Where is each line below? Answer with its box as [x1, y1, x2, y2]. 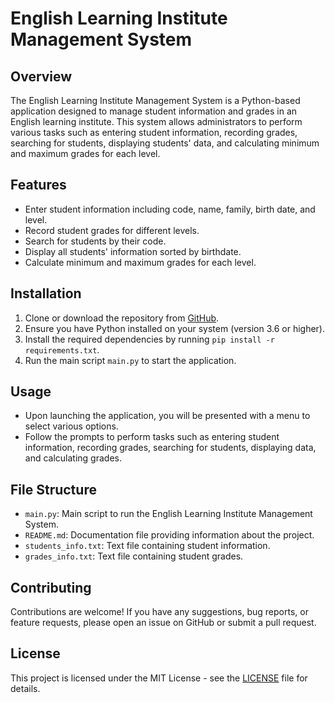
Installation [10, 285, 82, 302]
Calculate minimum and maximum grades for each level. [24, 256, 257, 268]
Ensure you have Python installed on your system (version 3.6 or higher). [24, 322, 326, 334]
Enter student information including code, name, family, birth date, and [24, 203, 316, 215]
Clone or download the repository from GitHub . [24, 312, 220, 324]
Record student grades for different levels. [24, 224, 200, 236]
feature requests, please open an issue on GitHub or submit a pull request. [10, 617, 317, 629]
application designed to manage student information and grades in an [10, 105, 298, 117]
